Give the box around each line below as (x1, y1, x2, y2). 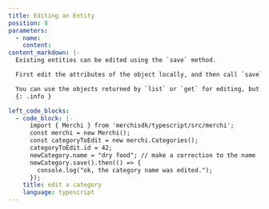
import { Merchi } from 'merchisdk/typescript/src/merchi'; (29, 121, 235, 130)
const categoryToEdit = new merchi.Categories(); (29, 136, 199, 144)
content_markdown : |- (8, 49, 81, 57)
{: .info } (15, 93, 52, 101)
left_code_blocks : (8, 107, 70, 115)
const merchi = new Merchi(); (29, 129, 130, 137)
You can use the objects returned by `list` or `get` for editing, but (15, 85, 260, 93)
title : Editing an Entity (8, 11, 94, 20)
